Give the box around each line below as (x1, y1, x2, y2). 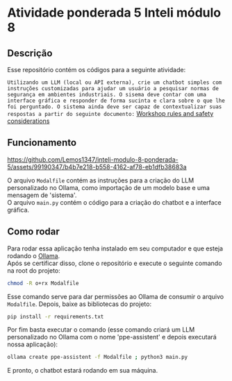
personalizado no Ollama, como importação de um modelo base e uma (7, 183, 210, 192)
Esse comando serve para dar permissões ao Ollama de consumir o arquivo (7, 292, 224, 300)
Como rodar (7, 226, 60, 237)
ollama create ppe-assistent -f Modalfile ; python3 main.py (7, 354, 188, 361)
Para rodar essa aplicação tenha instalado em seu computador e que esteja (7, 244, 224, 253)
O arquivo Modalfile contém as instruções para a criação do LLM (7, 176, 194, 185)
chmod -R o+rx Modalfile (7, 280, 79, 287)
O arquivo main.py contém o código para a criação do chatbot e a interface (7, 198, 222, 206)
